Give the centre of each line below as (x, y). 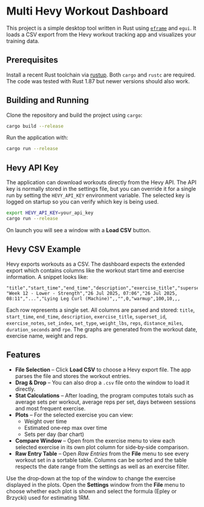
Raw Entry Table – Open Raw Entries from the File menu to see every (102, 454)
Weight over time (46, 421)
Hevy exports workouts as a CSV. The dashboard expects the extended (96, 264)
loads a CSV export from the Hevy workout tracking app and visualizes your (101, 34)
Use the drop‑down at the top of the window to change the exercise (91, 478)
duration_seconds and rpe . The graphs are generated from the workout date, (102, 329)
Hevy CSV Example (43, 250)
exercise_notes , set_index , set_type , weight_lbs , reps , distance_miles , (95, 323)
